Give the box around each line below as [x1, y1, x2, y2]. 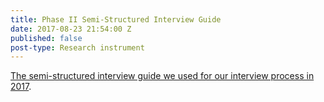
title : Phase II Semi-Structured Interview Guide [10, 14, 222, 25]
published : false [10, 33, 83, 43]
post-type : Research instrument [10, 42, 145, 53]
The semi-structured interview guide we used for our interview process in [10, 70, 315, 82]
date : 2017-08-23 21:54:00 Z [10, 24, 132, 34]
